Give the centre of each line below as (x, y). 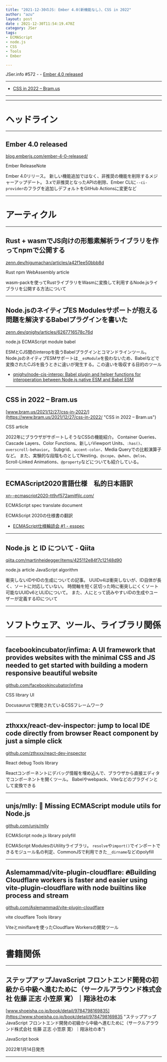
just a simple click (34, 741)
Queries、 (149, 437)
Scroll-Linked (19, 462)
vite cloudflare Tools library (33, 917)
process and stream (37, 895)
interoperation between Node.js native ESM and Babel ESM (73, 379)
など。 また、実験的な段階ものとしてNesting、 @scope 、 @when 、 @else (75, 455)
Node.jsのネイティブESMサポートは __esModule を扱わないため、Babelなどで (83, 358)
